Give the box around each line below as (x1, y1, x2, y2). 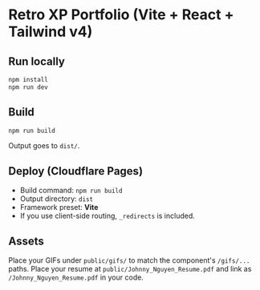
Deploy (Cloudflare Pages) (8, 164, 143, 178)
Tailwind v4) (8, 22, 93, 41)
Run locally (8, 54, 66, 68)
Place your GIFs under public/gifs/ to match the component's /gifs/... (8, 256, 250, 265)
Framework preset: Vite (19, 203, 99, 212)
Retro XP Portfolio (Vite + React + (8, 6, 234, 24)
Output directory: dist (19, 194, 94, 203)
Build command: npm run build (19, 186, 123, 195)
